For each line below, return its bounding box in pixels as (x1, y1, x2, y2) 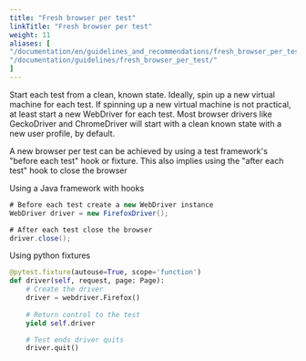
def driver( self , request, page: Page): (9, 276, 166, 285)
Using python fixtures (9, 250, 91, 261)
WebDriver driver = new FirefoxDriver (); (9, 209, 169, 218)
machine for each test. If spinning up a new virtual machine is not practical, (9, 98, 291, 109)
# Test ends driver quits (25, 335, 125, 345)
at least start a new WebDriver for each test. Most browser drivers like (9, 108, 273, 119)
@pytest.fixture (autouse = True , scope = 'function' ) (9, 268, 202, 277)
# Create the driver (25, 284, 104, 294)
